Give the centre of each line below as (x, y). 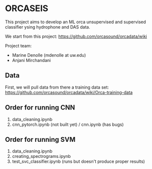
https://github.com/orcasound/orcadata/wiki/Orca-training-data (69, 92)
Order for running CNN (40, 108)
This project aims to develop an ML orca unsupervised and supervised (76, 22)
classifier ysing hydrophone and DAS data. (48, 27)
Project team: (18, 46)
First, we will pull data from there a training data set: (57, 87)
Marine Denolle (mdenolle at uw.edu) (49, 55)
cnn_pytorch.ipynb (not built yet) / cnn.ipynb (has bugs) (68, 124)
